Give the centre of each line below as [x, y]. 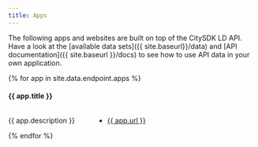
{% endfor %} [31, 135]
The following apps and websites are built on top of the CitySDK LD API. [125, 38]
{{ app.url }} [126, 120]
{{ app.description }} [41, 120]
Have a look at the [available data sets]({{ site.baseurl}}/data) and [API [123, 46]
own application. [35, 63]
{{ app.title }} [30, 96]
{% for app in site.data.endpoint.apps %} [75, 78]
